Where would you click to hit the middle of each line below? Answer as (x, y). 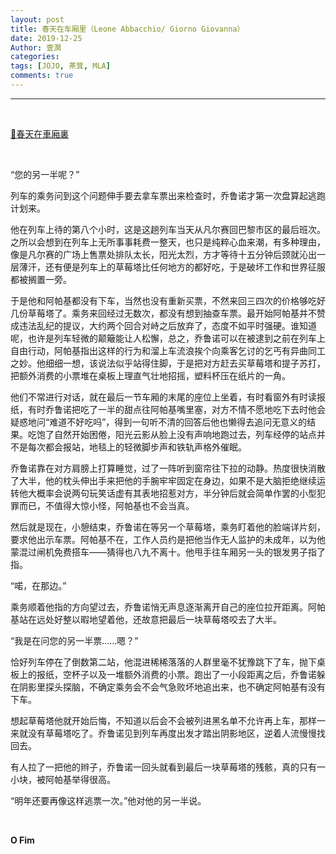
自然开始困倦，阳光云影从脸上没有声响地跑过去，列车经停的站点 (185, 434)
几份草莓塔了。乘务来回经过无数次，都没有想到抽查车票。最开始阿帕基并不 (163, 313)
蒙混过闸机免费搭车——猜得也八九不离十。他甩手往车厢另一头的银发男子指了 (168, 552)
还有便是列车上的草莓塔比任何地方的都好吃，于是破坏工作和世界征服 (185, 267)
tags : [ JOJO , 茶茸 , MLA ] (60, 66)
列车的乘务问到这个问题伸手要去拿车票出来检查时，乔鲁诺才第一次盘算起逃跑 (168, 195)
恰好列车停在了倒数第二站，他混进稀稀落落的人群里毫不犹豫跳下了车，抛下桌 (168, 662)
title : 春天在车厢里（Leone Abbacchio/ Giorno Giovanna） (127, 29)
